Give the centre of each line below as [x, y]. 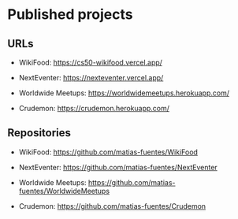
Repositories [39, 133]
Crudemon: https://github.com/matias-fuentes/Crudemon [112, 206]
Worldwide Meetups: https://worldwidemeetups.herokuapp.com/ [124, 93]
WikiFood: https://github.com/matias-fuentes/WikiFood [108, 152]
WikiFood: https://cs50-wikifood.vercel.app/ [91, 62]
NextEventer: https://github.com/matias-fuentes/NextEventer [118, 167]
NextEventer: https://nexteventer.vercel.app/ [91, 78]
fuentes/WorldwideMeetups [64, 191]
